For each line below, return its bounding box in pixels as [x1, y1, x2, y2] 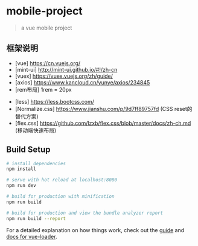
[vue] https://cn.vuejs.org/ [14, 59, 81, 67]
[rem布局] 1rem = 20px [14, 86, 72, 93]
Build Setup [6, 145, 51, 155]
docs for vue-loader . [6, 233, 57, 240]
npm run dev [6, 183, 36, 189]
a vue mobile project [21, 24, 72, 31]
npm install [6, 166, 36, 172]
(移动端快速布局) [14, 127, 57, 134]
